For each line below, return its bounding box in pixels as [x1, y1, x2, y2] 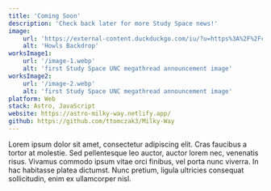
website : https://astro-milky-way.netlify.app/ [8, 110, 172, 118]
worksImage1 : [8, 49, 52, 57]
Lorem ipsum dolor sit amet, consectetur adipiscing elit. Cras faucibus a [8, 139, 248, 149]
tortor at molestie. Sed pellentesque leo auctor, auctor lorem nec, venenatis [8, 147, 259, 158]
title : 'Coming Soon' [8, 11, 81, 20]
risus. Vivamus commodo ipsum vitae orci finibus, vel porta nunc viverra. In [8, 156, 259, 166]
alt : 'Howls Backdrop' [23, 42, 99, 50]
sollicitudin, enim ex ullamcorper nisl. [8, 173, 131, 183]
